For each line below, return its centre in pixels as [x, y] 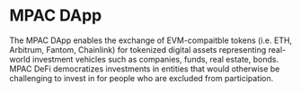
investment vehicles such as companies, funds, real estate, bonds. [155, 59]
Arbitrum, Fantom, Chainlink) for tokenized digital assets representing [138, 49]
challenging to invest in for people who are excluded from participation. [142, 78]
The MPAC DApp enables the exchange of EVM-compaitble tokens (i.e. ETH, [151, 40]
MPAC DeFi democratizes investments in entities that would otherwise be [145, 69]
